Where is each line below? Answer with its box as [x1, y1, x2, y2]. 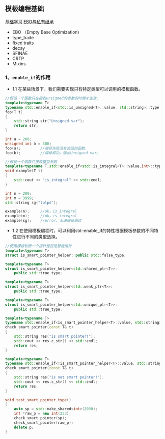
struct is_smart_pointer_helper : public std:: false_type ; [5, 253, 126, 258]
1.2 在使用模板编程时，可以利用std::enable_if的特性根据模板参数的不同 [12, 228, 154, 234]
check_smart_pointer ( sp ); [14, 416, 67, 421]
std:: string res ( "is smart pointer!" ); [14, 334, 96, 339]
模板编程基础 [5, 4, 44, 13]
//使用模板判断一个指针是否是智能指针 [5, 244, 72, 249]
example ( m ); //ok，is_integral [5, 213, 77, 219]
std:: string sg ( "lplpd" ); [5, 200, 58, 205]
